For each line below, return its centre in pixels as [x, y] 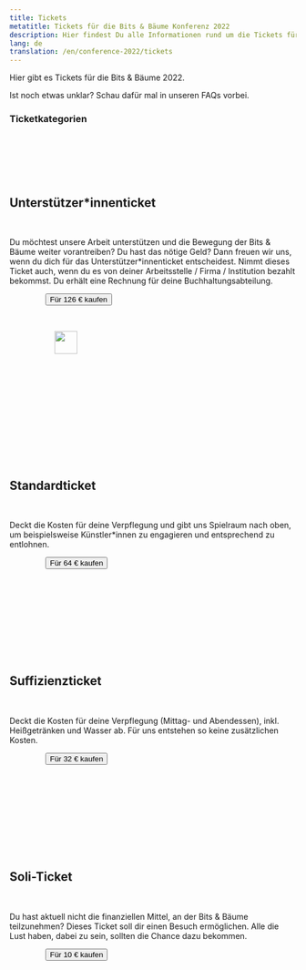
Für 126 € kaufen [78, 300]
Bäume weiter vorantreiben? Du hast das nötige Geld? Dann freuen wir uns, [151, 252]
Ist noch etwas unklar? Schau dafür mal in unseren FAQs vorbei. [129, 96]
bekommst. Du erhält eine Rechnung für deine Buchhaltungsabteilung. [141, 281]
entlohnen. [30, 545]
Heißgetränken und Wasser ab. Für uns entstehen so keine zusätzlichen [144, 730]
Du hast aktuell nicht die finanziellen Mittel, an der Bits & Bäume [129, 916]
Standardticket [53, 485]
